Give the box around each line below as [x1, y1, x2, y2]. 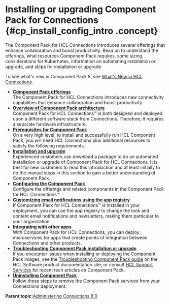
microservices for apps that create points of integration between [12, 234, 148, 240]
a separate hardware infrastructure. [12, 121, 87, 127]
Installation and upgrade [12, 148, 66, 154]
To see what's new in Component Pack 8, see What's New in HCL [5, 73, 143, 79]
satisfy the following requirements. [12, 142, 85, 148]
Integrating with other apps [12, 224, 72, 230]
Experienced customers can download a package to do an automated [12, 154, 158, 160]
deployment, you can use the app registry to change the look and [12, 207, 150, 214]
